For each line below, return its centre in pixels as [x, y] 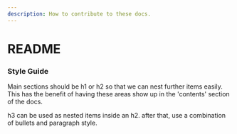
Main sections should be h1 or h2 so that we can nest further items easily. [115, 86]
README [34, 49]
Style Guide [28, 71]
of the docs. [25, 102]
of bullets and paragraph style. [52, 123]
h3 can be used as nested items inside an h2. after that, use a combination [117, 116]
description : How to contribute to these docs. [79, 14]
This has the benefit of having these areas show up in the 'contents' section [118, 94]
